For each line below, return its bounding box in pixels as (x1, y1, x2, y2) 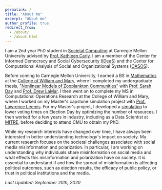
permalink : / (5, 7, 32, 12)
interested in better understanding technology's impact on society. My (5, 133, 146, 139)
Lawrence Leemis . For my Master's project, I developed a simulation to (5, 103, 147, 110)
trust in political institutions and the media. (5, 170, 90, 176)
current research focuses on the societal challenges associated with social (5, 139, 155, 145)
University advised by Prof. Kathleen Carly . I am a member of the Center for (5, 53, 157, 58)
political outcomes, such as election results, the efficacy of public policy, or (5, 165, 157, 171)
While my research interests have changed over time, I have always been (5, 129, 152, 134)
